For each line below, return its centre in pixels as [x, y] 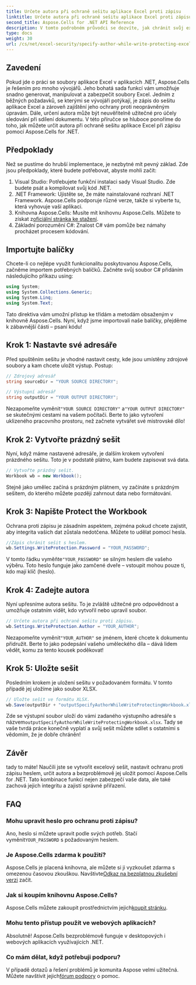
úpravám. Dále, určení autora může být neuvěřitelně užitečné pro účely [91, 113]
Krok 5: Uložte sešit [42, 668]
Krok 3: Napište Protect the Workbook [77, 512]
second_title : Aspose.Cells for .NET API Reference [70, 22]
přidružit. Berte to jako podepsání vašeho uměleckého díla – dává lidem [92, 644]
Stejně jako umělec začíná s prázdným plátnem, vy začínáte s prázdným [93, 487]
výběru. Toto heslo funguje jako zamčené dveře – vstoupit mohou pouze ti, [96, 565]
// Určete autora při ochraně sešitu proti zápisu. [70, 621]
